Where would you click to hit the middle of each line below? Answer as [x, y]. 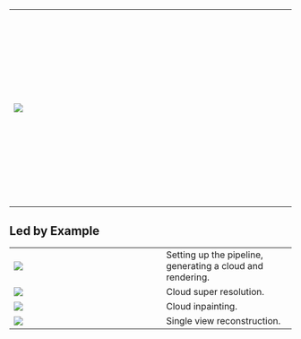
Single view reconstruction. [224, 321]
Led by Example [55, 231]
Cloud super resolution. [215, 292]
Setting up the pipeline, [215, 255]
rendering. [188, 277]
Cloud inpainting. [202, 307]
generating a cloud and [215, 266]
